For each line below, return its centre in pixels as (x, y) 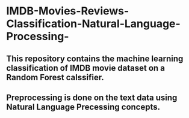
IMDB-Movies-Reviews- (68, 11)
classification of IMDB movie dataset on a (86, 68)
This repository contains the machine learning (95, 58)
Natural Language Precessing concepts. (83, 107)
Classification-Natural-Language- (93, 24)
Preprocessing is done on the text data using (92, 97)
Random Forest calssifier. (55, 77)
